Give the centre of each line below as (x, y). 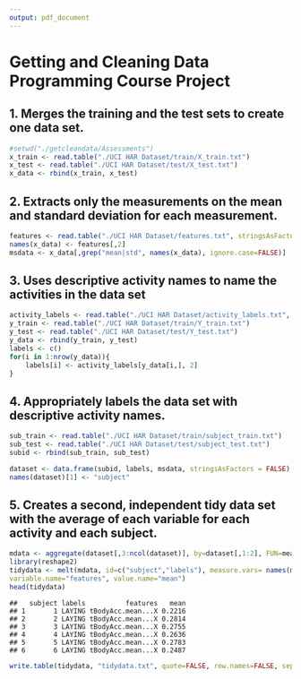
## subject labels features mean (98, 603)
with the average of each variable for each (130, 519)
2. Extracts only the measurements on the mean (146, 201)
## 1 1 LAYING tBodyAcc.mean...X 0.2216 (98, 611)
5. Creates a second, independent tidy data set (142, 505)
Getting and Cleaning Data (109, 61)
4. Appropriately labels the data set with (124, 401)
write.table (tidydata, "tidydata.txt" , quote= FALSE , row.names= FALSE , (144, 666)
